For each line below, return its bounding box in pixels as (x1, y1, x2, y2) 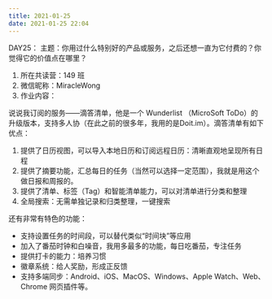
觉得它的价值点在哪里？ (8, 53, 87, 63)
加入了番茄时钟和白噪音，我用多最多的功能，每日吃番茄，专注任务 (20, 240, 242, 250)
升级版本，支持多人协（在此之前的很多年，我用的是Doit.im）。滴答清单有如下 (8, 118, 265, 128)
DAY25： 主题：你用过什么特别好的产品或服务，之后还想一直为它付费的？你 (8, 42, 262, 53)
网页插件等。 (49, 281, 93, 291)
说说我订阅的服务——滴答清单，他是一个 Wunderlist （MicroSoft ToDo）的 (8, 107, 259, 118)
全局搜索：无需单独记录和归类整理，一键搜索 (20, 196, 171, 206)
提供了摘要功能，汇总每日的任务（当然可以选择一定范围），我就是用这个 (20, 166, 260, 175)
